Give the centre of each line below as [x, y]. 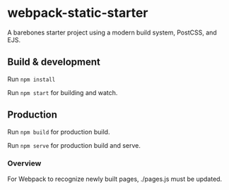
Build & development [54, 62]
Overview [24, 163]
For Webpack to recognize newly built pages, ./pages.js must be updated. [115, 179]
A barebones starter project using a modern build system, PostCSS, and [112, 32]
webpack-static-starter [78, 13]
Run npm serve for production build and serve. [74, 145]
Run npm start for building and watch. [63, 92]
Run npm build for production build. [59, 132]
